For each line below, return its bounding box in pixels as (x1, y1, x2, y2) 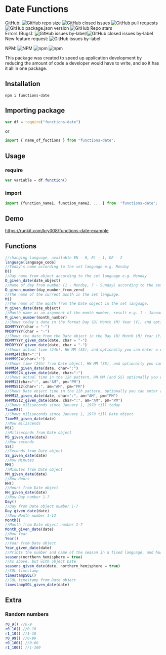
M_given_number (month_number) (5, 315, 68, 320)
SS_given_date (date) (5, 453, 48, 458)
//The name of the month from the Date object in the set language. (5, 301, 149, 306)
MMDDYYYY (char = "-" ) (5, 328, 50, 334)
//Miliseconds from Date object (5, 430, 72, 435)
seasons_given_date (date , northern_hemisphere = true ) (5, 564, 121, 569)
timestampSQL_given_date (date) (5, 582, 70, 587)
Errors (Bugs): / (5, 30, 87, 36)
